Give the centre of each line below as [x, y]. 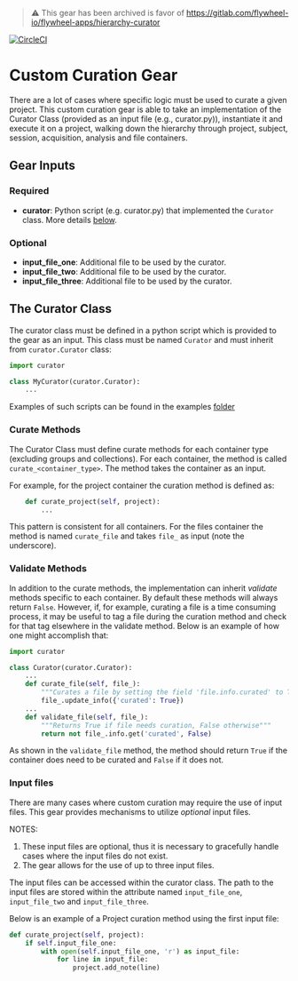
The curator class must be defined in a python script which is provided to [143, 330]
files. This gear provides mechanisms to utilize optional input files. [130, 811]
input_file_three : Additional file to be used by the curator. [127, 281]
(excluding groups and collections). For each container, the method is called [148, 459]
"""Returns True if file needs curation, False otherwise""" [157, 725]
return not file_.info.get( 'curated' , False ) [127, 734]
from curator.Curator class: [61, 349]
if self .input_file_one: [71, 943]
